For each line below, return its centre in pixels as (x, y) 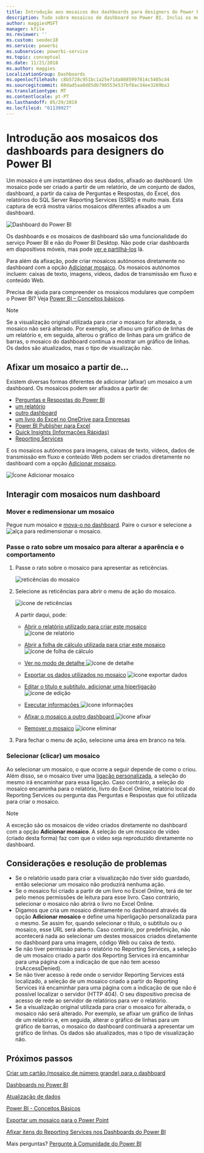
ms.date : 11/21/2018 (32, 63)
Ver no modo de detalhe (54, 663)
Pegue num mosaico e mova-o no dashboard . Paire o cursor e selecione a (99, 525)
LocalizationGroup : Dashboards (46, 74)
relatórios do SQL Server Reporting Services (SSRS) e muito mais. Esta (95, 200)
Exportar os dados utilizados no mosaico (75, 675)
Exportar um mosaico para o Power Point (58, 1120)
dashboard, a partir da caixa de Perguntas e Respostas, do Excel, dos (93, 193)
